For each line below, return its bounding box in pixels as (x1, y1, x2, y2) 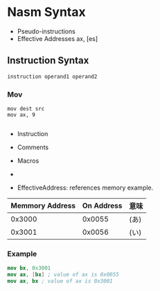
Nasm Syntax (7, 4, 86, 20)
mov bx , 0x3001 (7, 265, 51, 272)
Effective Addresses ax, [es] (17, 34, 98, 42)
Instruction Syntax (7, 55, 89, 67)
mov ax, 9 (7, 111, 36, 118)
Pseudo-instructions (17, 27, 76, 35)
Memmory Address (10, 201, 76, 210)
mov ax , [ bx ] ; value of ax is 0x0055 (7, 272, 119, 278)
